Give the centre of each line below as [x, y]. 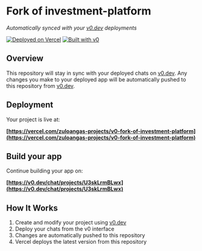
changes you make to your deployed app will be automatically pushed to [96, 79]
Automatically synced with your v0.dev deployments [71, 28]
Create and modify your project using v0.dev [71, 223]
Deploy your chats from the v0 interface [65, 229]
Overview [25, 59]
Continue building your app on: [45, 171]
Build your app [34, 156]
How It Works [32, 208]
